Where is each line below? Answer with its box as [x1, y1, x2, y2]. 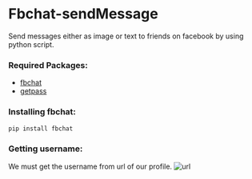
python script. [8, 39, 54, 49]
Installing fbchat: [8, 106, 76, 117]
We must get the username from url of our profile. [8, 161, 173, 171]
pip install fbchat [8, 125, 74, 133]
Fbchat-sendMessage [8, 5, 158, 23]
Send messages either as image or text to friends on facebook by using [8, 31, 244, 41]
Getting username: [8, 143, 83, 154]
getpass [19, 86, 47, 96]
